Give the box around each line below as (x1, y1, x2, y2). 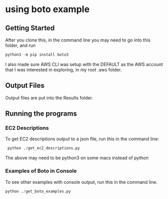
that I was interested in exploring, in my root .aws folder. (5, 67, 122, 73)
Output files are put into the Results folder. (5, 94, 93, 101)
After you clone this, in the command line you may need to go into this (5, 37, 151, 43)
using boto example (5, 4, 90, 15)
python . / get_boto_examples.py (5, 188, 71, 194)
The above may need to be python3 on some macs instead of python (5, 155, 149, 161)
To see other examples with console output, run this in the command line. (5, 179, 158, 185)
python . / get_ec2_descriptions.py (7, 145, 80, 151)
